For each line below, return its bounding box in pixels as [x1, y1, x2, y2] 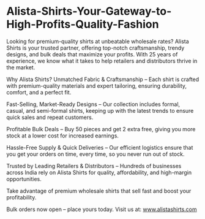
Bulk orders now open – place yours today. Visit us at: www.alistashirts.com [6, 206, 197, 213]
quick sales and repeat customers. [6, 113, 94, 121]
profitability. [6, 193, 37, 201]
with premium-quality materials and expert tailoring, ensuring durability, [6, 82, 187, 90]
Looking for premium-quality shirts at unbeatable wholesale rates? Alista [6, 37, 190, 45]
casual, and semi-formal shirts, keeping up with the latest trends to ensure [6, 107, 194, 114]
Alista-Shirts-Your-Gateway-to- [6, 4, 172, 18]
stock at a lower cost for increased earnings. [6, 132, 119, 139]
